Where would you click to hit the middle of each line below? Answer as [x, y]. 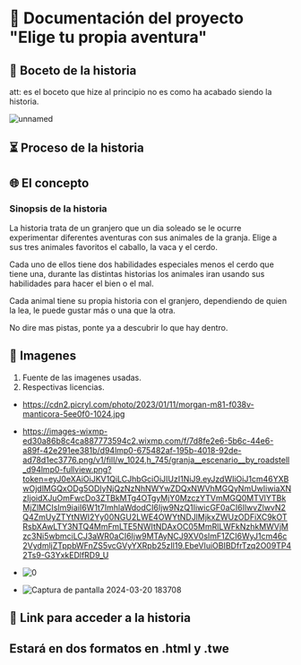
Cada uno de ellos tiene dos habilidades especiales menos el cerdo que [142, 264]
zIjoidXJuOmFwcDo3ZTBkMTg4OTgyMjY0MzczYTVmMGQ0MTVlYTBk [154, 497]
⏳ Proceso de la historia [77, 148]
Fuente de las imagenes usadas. [82, 377]
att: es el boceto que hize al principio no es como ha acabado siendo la [141, 92]
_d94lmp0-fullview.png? [67, 469]
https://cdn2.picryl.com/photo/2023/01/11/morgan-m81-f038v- [138, 404]
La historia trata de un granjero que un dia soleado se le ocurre [125, 229]
